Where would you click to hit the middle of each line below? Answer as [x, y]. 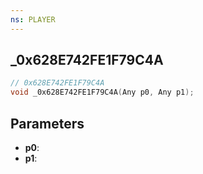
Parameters [47, 123]
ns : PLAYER [33, 19]
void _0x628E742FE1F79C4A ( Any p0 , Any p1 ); [102, 92]
